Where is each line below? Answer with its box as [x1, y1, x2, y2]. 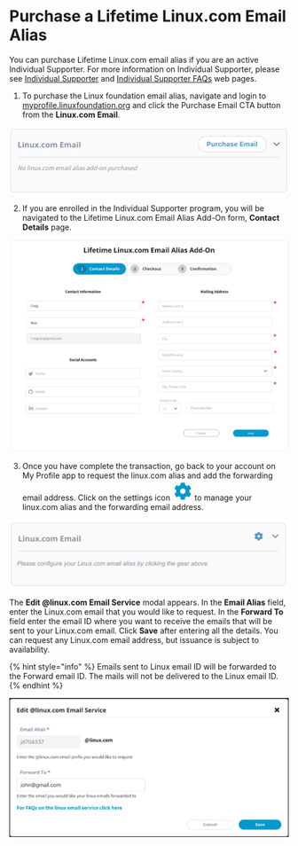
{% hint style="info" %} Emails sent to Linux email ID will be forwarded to [9, 661, 277, 671]
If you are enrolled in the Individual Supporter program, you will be [21, 202, 264, 214]
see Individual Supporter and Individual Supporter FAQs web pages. [9, 73, 257, 83]
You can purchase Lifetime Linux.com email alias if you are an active [9, 54, 259, 65]
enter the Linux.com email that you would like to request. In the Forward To [9, 606, 284, 617]
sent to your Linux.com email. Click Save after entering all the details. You [9, 625, 278, 636]
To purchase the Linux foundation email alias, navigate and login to [21, 90, 267, 101]
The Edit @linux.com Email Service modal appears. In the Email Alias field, [9, 597, 286, 607]
